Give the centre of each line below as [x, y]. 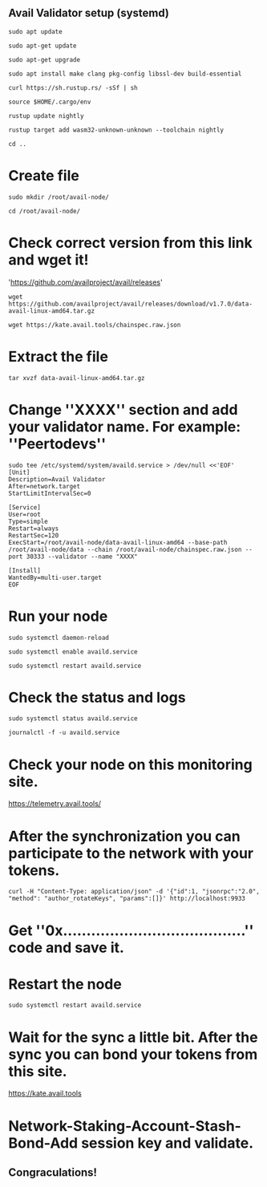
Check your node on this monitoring [130, 764]
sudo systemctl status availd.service [73, 719]
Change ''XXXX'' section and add [123, 409]
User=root [25, 514]
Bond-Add [43, 1143]
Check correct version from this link [130, 243]
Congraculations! [53, 1172]
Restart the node [65, 984]
